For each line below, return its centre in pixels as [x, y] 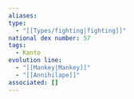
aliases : [23, 16]
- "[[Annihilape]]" [48, 75]
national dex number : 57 [49, 38]
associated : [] [33, 82]
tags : [17, 46]
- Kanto [28, 53]
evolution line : [35, 61]
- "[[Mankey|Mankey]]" [53, 68]
